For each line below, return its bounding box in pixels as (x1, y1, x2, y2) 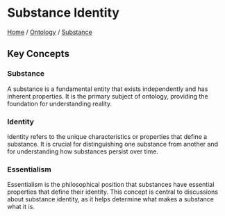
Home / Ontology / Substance (7, 28, 92, 36)
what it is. (7, 203, 35, 211)
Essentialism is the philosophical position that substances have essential (7, 181, 215, 189)
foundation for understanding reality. (7, 99, 112, 108)
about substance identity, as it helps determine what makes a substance (7, 195, 214, 203)
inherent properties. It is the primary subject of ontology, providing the (7, 92, 208, 100)
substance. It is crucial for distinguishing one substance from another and (7, 140, 219, 148)
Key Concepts (7, 48, 69, 60)
